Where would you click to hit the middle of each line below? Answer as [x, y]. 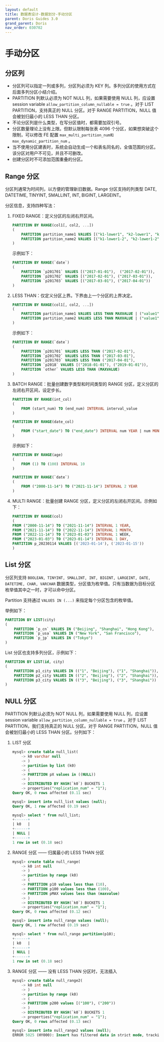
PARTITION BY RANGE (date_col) [43, 422]
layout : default [22, 10]
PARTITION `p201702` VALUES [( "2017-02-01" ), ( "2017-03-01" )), [87, 276]
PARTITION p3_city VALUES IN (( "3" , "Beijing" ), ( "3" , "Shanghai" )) [85, 680]
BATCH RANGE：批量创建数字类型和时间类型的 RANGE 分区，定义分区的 [85, 384]
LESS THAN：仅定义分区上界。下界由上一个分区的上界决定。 [73, 295]
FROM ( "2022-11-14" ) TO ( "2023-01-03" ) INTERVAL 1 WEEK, [71, 534]
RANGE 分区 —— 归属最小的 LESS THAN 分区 [58, 852]
